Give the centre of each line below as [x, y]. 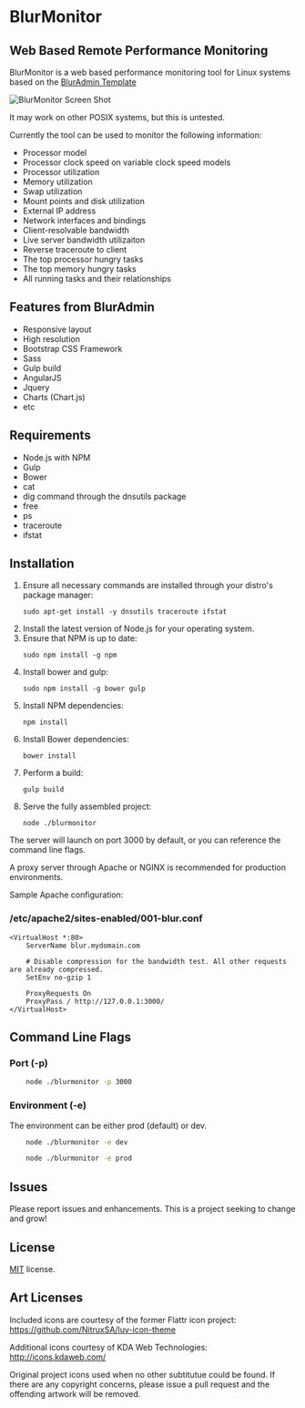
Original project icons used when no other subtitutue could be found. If [142, 1374]
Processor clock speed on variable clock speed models [127, 162]
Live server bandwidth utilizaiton [84, 240]
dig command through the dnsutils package [104, 496]
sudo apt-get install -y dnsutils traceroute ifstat [125, 612]
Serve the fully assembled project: [87, 807]
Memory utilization [57, 181]
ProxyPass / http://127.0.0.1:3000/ [96, 1001]
